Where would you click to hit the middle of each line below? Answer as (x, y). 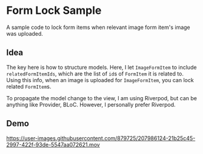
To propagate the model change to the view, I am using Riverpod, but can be (101, 98)
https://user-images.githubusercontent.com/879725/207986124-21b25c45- (101, 138)
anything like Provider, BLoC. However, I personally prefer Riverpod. (91, 104)
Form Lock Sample (54, 11)
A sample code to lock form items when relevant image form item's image (98, 27)
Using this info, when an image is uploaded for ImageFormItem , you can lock (100, 80)
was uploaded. (25, 33)
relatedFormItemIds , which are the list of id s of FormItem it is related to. (95, 74)
